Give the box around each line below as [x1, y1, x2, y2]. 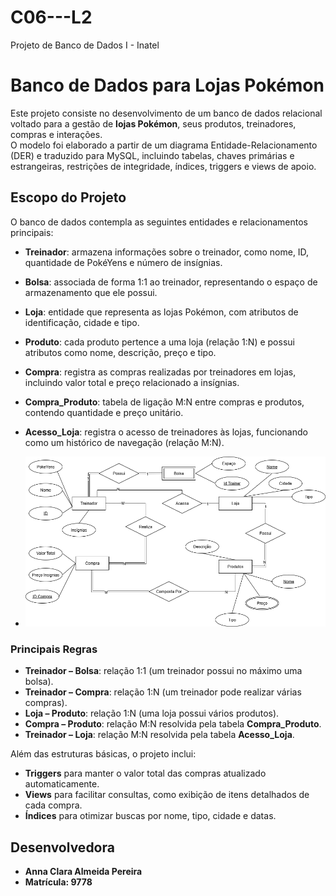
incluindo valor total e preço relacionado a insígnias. [24, 376, 240, 388]
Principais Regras [10, 642, 98, 656]
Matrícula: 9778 [24, 876, 93, 888]
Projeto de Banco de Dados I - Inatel [10, 39, 160, 51]
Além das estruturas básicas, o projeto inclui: [10, 748, 197, 760]
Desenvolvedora [10, 839, 115, 856]
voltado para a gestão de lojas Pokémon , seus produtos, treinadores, [10, 117, 297, 130]
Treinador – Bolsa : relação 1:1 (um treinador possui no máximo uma [24, 665, 303, 677]
